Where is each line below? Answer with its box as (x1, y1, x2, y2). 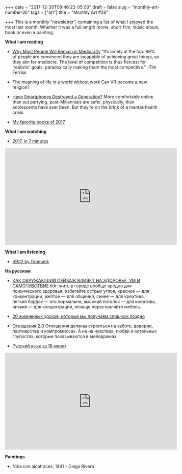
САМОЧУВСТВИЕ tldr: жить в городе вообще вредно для (12, 283, 132, 289)
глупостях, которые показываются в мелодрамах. (12, 334, 118, 339)
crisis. (12, 109, 25, 115)
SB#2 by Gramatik (12, 259, 49, 264)
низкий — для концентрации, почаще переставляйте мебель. (12, 304, 141, 309)
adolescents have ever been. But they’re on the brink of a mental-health (12, 104, 158, 110)
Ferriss (12, 69, 26, 75)
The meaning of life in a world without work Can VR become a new (12, 79, 148, 85)
